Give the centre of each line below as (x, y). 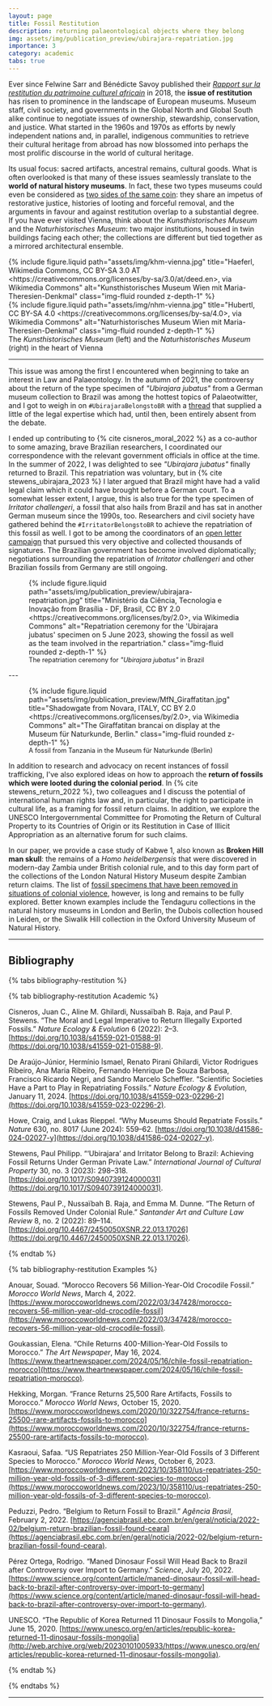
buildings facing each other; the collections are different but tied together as (136, 237)
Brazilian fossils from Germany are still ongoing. (88, 567)
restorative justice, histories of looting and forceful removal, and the (121, 202)
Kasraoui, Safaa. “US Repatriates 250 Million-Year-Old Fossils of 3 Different (134, 1452)
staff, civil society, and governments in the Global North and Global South (131, 109)
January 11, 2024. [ (40, 1096)
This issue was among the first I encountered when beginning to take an (129, 371)
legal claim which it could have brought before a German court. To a (122, 490)
